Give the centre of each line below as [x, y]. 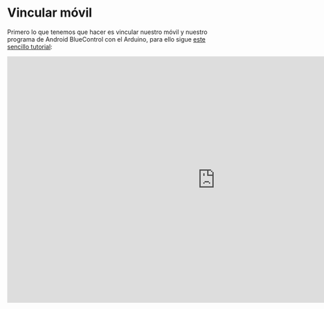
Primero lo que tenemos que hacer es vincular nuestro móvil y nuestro [107, 32]
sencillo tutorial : [30, 46]
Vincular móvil [49, 13]
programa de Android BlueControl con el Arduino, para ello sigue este [107, 39]
